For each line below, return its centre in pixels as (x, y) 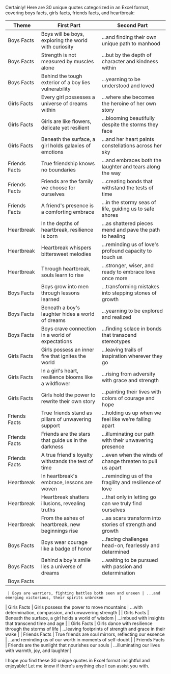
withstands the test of (67, 461)
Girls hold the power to (68, 395)
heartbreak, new (61, 524)
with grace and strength (130, 380)
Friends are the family (67, 181)
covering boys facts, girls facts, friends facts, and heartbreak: (70, 13)
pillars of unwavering (66, 419)
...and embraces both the (132, 160)
